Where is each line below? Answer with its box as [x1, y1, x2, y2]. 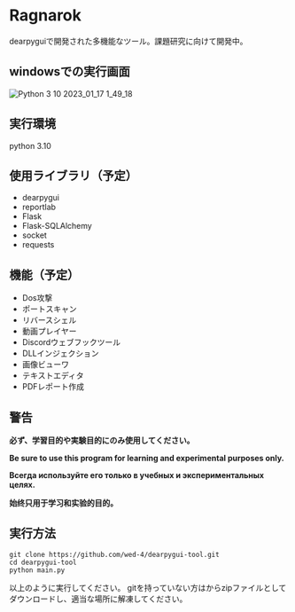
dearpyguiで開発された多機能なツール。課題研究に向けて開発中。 [9, 35, 248, 46]
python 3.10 [9, 140, 51, 151]
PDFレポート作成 [21, 381, 85, 392]
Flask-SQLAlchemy [21, 221, 93, 231]
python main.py [9, 565, 66, 575]
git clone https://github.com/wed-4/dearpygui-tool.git [9, 550, 220, 559]
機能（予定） [9, 267, 80, 282]
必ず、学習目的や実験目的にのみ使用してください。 [9, 435, 195, 445]
